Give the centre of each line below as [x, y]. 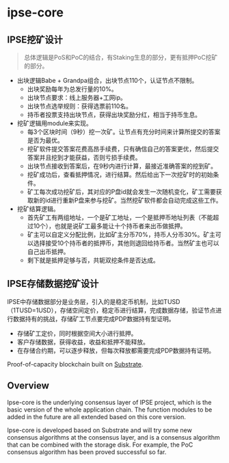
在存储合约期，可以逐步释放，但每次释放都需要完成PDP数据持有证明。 [116, 350]
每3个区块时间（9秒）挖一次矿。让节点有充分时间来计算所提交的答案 [124, 132]
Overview [28, 386]
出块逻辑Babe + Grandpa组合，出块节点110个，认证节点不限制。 [107, 80]
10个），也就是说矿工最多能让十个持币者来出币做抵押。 [110, 226]
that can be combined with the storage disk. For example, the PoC [100, 445]
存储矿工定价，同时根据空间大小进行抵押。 [77, 333]
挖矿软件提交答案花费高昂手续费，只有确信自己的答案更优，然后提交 [123, 149]
